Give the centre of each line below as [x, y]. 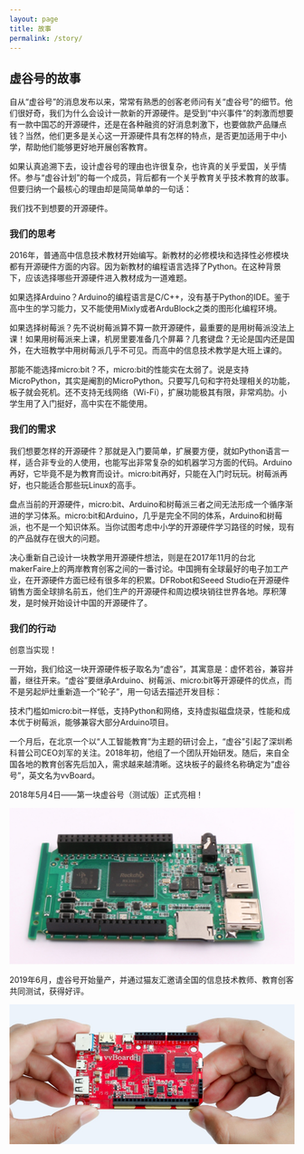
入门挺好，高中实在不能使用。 [96, 404]
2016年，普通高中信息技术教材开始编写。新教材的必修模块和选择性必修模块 [149, 255]
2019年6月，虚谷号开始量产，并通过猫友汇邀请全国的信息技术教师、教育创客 [152, 979]
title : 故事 [30, 29]
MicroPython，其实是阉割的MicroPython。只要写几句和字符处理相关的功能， [152, 381]
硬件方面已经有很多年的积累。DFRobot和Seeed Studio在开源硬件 [169, 580]
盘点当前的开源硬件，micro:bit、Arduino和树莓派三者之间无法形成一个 [139, 504]
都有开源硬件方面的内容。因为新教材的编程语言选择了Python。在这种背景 [146, 266]
